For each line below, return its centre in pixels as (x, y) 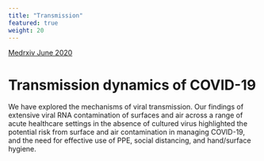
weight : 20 (26, 30)
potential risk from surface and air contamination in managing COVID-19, (127, 132)
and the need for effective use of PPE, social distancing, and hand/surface (130, 140)
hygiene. (23, 149)
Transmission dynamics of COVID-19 (132, 85)
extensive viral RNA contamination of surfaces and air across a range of (126, 115)
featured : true (33, 23)
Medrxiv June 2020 (40, 53)
